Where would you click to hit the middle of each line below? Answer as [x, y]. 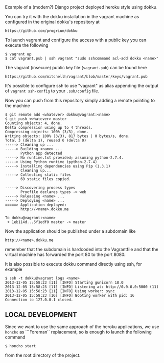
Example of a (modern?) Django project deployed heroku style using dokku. [81, 7]
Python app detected [41, 153]
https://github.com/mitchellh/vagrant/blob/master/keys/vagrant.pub [76, 77]
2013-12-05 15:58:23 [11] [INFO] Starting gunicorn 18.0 [64, 282]
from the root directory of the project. [43, 355]
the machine [18, 106]
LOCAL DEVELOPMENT [41, 315]
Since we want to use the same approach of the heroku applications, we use [82, 327]
